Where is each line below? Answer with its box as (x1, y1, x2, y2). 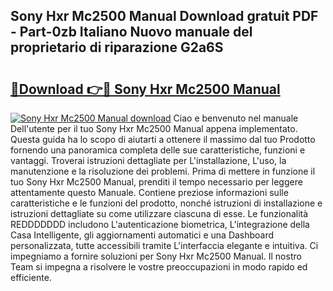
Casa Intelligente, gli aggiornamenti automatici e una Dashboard (10, 229, 275, 241)
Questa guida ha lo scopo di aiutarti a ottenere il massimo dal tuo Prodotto (10, 134, 316, 145)
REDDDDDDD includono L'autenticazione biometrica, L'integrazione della (10, 219, 310, 230)
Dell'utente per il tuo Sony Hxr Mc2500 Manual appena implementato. (10, 123, 298, 134)
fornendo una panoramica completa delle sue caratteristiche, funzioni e (10, 144, 306, 156)
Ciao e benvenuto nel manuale (173, 112, 299, 124)
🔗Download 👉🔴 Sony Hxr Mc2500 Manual (10, 80, 281, 98)
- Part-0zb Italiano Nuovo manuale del (10, 24, 253, 41)
